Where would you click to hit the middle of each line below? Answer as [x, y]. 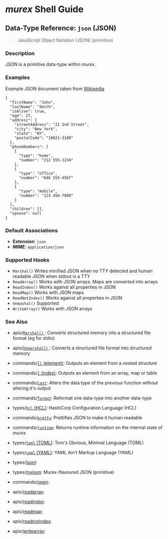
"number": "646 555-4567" [46, 178]
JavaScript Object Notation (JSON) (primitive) [65, 40]
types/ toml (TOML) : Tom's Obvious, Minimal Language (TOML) [78, 443]
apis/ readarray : [29, 492]
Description [20, 53]
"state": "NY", [30, 133]
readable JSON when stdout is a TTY [51, 276]
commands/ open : [31, 482]
